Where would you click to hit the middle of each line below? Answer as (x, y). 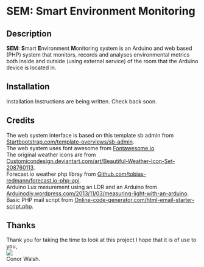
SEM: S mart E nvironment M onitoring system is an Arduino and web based (99, 48)
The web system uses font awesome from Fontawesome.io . (81, 148)
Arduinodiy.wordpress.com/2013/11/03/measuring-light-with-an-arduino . (98, 193)
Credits (21, 121)
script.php (19, 206)
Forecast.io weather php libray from (51, 174)
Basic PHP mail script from (40, 199)
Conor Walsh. (23, 259)
